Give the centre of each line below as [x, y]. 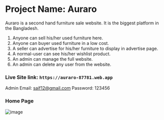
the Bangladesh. [22, 28]
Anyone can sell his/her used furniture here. [58, 38]
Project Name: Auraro [51, 9]
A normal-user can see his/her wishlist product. [61, 54]
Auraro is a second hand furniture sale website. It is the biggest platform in [82, 23]
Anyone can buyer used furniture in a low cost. [60, 43]
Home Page [19, 101]
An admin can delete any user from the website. [62, 64]
